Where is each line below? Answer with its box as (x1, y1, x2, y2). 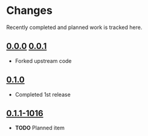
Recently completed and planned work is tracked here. (6, 24, 143, 31)
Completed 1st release (14, 91, 71, 98)
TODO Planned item (14, 125, 65, 132)
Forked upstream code (14, 57, 72, 64)
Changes (6, 4, 53, 18)
